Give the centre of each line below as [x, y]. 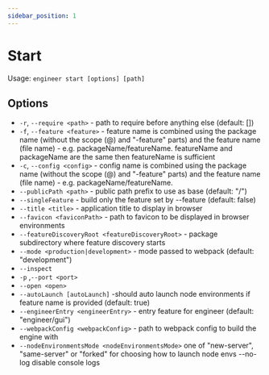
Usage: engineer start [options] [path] [77, 78]
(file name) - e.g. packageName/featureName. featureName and [126, 148]
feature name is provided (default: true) [85, 302]
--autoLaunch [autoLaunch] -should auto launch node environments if [134, 294]
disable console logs [66, 363]
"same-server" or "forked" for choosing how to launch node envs [128, 354]
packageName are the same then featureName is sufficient [117, 157]
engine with [39, 337]
